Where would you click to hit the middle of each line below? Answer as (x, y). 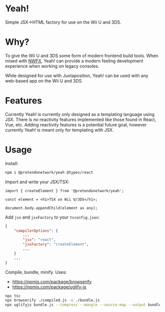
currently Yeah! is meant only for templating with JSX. (59, 130)
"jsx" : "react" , (39, 240)
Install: (12, 163)
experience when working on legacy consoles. (52, 66)
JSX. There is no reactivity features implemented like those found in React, (81, 119)
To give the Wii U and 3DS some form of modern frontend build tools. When (82, 56)
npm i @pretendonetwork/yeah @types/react (49, 172)
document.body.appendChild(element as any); (51, 208)
